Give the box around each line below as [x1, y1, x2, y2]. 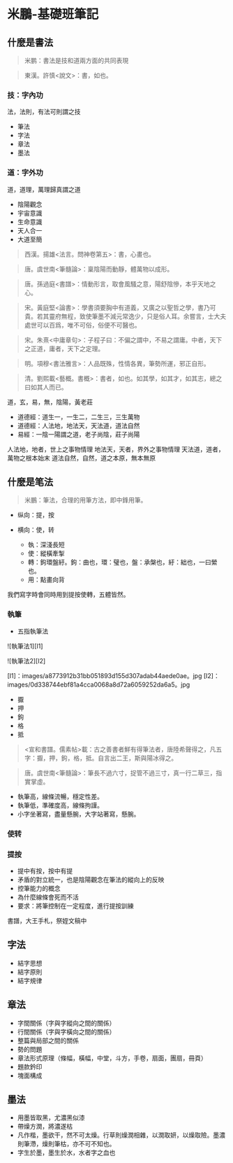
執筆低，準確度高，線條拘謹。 [17, 801, 103, 809]
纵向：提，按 [17, 511, 54, 519]
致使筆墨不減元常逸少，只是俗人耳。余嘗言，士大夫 [79, 312, 227, 320]
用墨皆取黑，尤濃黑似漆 [17, 1113, 85, 1122]
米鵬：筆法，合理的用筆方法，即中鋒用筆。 [24, 496, 147, 505]
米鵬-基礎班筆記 [7, 6, 99, 22]
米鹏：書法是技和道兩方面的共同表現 [24, 57, 129, 64]
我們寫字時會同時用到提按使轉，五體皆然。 [7, 591, 130, 599]
